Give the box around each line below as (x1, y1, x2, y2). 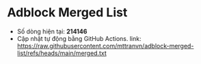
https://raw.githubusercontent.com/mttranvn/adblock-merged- (16, 42, 194, 50)
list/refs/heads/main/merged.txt (16, 49, 107, 57)
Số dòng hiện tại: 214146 (16, 27, 88, 35)
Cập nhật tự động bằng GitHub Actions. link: (16, 34, 142, 42)
